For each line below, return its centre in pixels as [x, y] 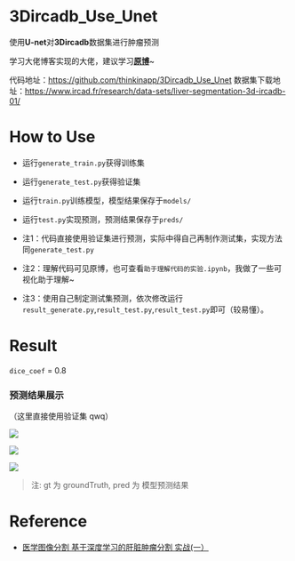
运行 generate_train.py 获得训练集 [83, 163]
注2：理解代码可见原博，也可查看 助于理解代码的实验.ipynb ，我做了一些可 [152, 268]
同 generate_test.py [58, 249]
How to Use [52, 137]
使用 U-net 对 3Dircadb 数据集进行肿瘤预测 [84, 42]
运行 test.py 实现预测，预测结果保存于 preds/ [103, 219]
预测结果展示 [37, 395]
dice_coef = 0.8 [38, 370]
